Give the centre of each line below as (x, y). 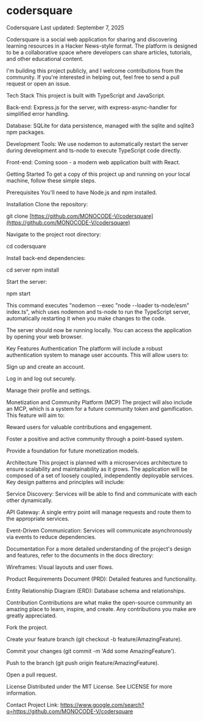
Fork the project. (27, 627)
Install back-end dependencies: (46, 258)
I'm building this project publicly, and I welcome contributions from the (95, 70)
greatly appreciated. (32, 615)
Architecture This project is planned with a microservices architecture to (97, 462)
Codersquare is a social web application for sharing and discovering (92, 39)
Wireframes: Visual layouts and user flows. (60, 567)
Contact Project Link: (33, 705)
